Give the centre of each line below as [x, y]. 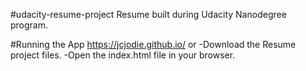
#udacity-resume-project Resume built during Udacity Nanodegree [148, 14]
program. [29, 25]
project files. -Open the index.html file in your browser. [123, 55]
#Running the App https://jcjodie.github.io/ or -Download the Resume [153, 44]
